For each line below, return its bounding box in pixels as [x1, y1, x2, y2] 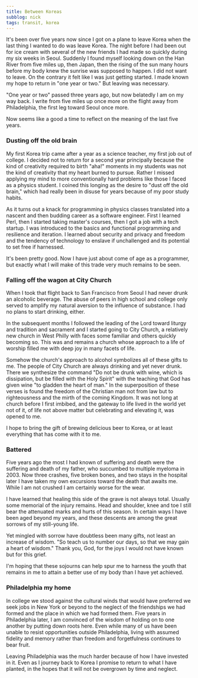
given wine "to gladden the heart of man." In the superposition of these [6, 381, 179, 388]
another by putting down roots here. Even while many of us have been [6, 622, 177, 629]
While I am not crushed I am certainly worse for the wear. [6, 484, 146, 491]
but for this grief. [6, 551, 47, 558]
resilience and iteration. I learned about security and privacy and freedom [6, 230, 185, 237]
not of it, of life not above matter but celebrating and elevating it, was [6, 406, 174, 413]
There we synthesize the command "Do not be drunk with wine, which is [6, 368, 183, 376]
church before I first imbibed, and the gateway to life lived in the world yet [6, 400, 186, 407]
